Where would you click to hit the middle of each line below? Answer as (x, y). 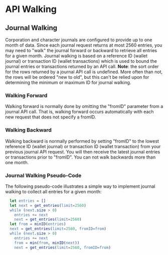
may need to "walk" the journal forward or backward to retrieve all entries (81, 50)
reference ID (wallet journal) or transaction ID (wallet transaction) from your (83, 146)
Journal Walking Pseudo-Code (43, 175)
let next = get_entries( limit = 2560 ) (48, 205)
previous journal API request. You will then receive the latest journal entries (83, 152)
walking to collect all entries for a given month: (53, 191)
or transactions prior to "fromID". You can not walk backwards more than (80, 157)
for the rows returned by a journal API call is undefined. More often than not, (84, 72)
